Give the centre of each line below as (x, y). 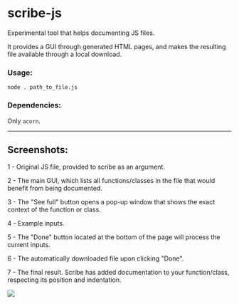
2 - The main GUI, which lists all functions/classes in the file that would (111, 181)
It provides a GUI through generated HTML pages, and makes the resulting (117, 46)
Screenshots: (38, 150)
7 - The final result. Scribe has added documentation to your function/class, (118, 273)
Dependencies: (34, 105)
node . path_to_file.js (43, 88)
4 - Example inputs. (36, 224)
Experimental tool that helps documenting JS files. (81, 33)
